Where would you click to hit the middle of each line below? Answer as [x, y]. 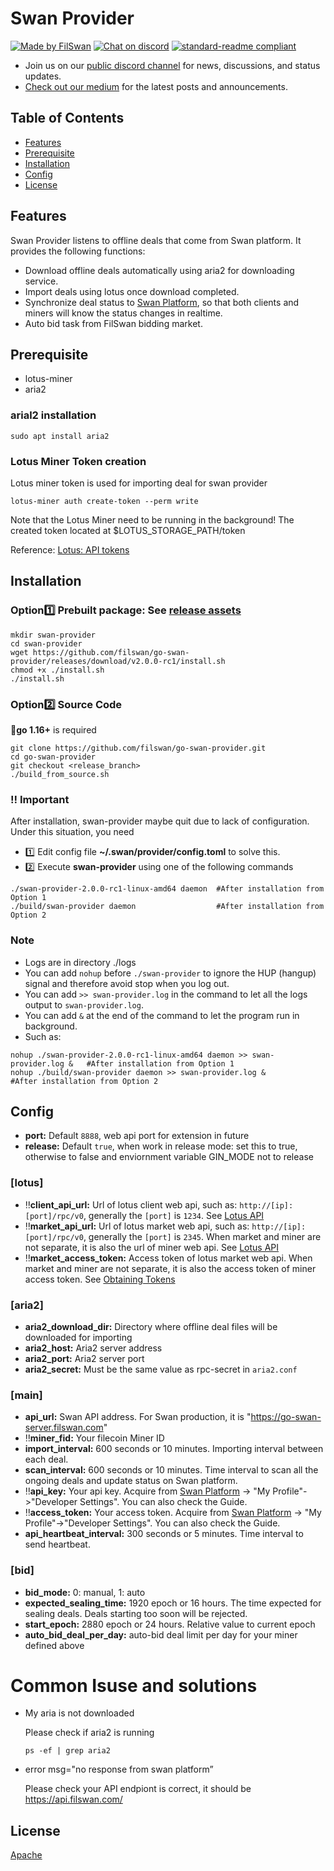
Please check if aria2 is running [89, 1733]
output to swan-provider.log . [84, 1004]
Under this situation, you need [72, 832]
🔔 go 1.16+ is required [53, 729]
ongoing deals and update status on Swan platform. [131, 1481]
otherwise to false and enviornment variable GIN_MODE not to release [169, 1157]
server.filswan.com [64, 1428]
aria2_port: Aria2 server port [84, 1358]
